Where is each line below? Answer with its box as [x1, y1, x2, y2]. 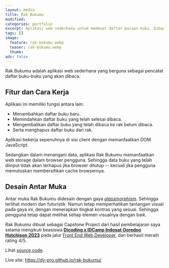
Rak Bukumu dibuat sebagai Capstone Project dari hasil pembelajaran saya [5, 222, 160, 227]
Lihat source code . [5, 247, 44, 253]
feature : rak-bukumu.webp [10, 40, 64, 45]
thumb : [10, 49, 24, 54]
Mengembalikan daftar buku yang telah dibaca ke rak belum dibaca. [12, 122, 153, 128]
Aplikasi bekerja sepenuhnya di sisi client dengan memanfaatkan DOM [5, 137, 151, 143]
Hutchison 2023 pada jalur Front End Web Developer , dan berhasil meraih [5, 232, 159, 238]
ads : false [5, 54, 28, 59]
